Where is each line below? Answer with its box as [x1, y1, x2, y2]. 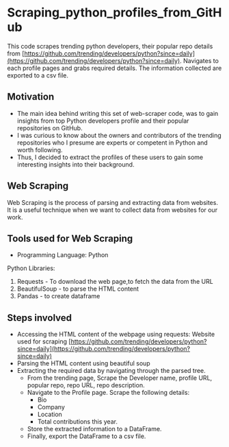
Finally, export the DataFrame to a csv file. [27, 432, 146, 440]
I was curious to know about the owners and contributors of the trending [16, 131, 222, 139]
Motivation [7, 91, 55, 103]
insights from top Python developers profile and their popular [16, 117, 189, 125]
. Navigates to [180, 56, 219, 64]
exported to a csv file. [7, 71, 68, 80]
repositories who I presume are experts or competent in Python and [16, 138, 208, 147]
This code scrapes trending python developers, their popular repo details [7, 42, 213, 50]
